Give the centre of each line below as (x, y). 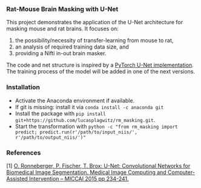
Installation (23, 87)
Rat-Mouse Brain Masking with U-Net (62, 9)
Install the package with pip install (60, 113)
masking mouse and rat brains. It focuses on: (63, 29)
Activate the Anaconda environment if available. (75, 100)
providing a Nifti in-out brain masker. (61, 53)
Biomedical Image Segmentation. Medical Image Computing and (86, 172)
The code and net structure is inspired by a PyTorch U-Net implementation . (100, 65)
